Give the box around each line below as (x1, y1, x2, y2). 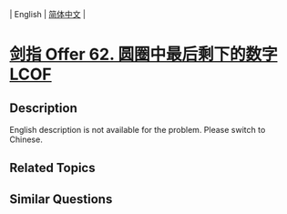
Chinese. (9, 134, 43, 145)
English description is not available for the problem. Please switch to (9, 125, 266, 135)
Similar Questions (9, 191, 113, 207)
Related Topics (9, 160, 96, 176)
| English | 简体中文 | (9, 9, 87, 19)
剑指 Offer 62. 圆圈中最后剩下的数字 (9, 45, 278, 65)
